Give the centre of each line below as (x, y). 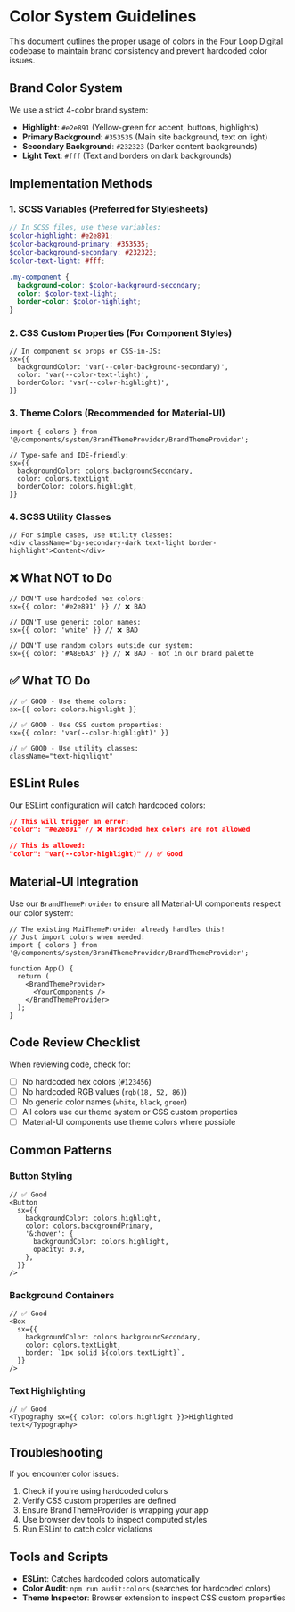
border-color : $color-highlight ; (79, 302)
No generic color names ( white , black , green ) (105, 1102)
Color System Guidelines (103, 17)
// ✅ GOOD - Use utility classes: (74, 748)
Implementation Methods (81, 184)
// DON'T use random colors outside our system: (101, 645)
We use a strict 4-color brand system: (79, 110)
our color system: (41, 912)
